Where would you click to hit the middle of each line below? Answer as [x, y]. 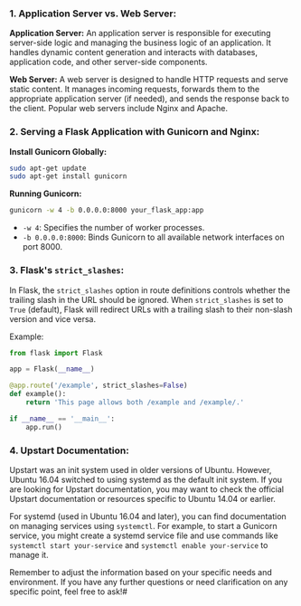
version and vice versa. [53, 318]
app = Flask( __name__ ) [52, 369]
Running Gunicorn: [46, 194]
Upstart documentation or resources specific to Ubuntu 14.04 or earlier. [142, 498]
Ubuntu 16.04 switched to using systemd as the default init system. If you [146, 479]
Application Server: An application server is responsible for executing [140, 33]
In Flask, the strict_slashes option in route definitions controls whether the [150, 290]
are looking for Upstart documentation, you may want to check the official [147, 489]
